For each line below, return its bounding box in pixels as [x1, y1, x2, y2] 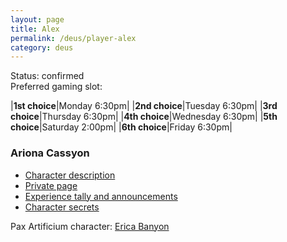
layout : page [10, 14, 65, 25]
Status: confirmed [10, 70, 85, 82]
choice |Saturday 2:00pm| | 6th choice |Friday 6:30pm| [10, 121, 233, 133]
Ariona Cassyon [10, 146, 90, 160]
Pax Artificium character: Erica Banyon [10, 220, 170, 232]
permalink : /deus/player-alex [10, 33, 137, 43]
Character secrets [24, 201, 100, 213]
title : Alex [10, 24, 60, 34]
